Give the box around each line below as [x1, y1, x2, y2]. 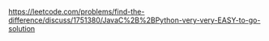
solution [8, 24, 36, 33]
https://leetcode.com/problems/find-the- [8, 7, 145, 16]
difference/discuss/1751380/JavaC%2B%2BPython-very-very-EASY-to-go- [8, 15, 261, 25]
